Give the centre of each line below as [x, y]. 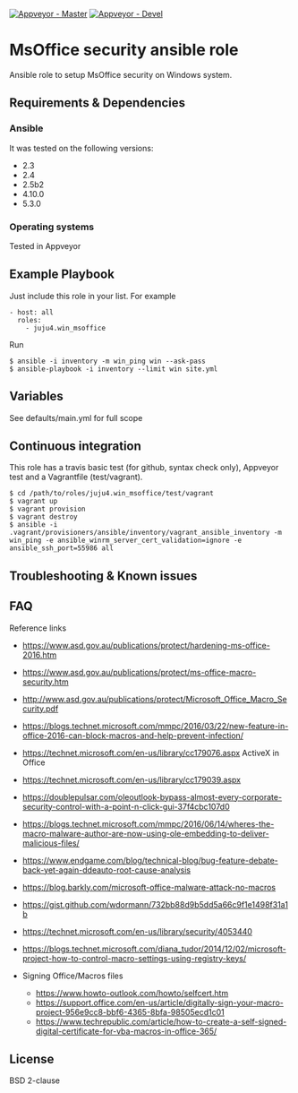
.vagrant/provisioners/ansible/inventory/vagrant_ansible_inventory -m [145, 533]
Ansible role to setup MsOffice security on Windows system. [121, 74]
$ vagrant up [34, 502]
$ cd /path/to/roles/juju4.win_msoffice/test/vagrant [112, 494]
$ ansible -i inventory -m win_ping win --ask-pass [107, 361]
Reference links [38, 628]
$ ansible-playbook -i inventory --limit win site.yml [114, 369]
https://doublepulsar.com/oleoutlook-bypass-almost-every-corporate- [152, 796]
